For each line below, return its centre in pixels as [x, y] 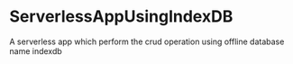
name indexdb [36, 50]
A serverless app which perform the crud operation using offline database [147, 41]
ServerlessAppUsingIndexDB [121, 17]
